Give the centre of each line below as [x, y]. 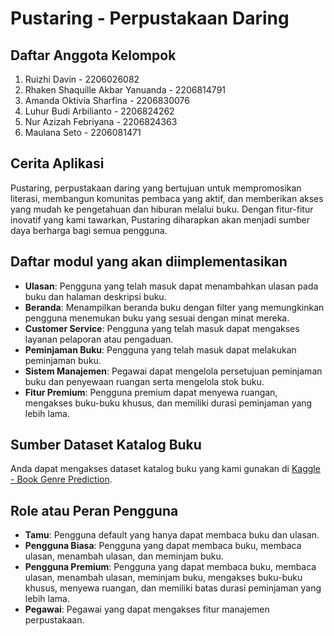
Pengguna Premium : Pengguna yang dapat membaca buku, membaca [170, 567]
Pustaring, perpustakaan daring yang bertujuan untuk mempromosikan [156, 188]
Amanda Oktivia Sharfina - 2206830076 [107, 100]
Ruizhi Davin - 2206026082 [82, 79]
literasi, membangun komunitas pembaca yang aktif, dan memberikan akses [167, 198]
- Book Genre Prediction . [61, 479]
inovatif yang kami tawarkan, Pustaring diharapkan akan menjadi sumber [160, 219]
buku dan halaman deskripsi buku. [95, 296]
